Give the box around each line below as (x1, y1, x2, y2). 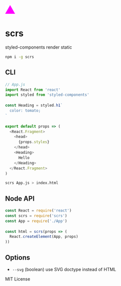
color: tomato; (9, 108, 41, 113)
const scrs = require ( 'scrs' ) (5, 213, 68, 218)
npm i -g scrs (5, 54, 35, 59)
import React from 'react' (5, 87, 61, 92)
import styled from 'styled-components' (5, 92, 90, 97)
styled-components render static (5, 44, 73, 50)
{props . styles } (18, 140, 50, 144)
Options (5, 253, 31, 262)
